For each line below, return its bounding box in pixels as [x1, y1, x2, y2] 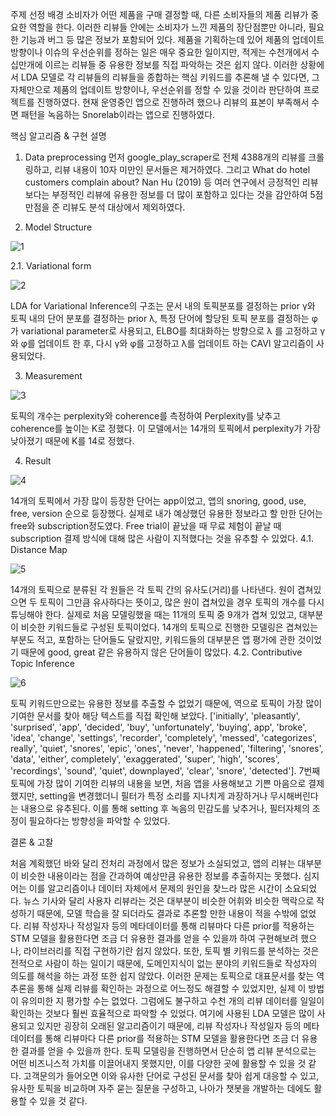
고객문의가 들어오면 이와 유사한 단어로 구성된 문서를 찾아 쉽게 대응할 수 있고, [23, 1070, 320, 1082]
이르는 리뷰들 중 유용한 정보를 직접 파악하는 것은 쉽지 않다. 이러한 [44, 59, 298, 70]
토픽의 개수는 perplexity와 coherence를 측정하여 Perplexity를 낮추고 [10, 410, 282, 422]
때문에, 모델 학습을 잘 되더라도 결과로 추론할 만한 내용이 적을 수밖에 [36, 908, 298, 919]
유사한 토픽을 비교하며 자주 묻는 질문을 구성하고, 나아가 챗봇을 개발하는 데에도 [10, 1083, 312, 1094]
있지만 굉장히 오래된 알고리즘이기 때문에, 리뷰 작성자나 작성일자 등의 [36, 1020, 302, 1032]
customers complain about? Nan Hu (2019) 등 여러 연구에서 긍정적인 [24, 176, 300, 188]
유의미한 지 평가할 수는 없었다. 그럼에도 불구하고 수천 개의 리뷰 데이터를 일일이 [20, 995, 325, 1007]
